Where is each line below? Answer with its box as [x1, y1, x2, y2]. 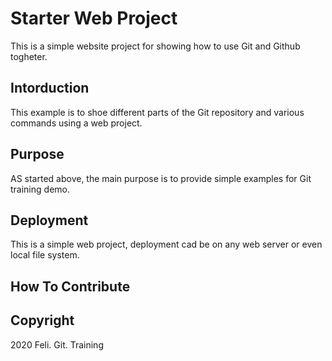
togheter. [10, 50, 48, 62]
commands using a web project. [10, 117, 143, 129]
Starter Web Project [10, 7, 178, 30]
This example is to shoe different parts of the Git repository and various [10, 106, 305, 118]
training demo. [10, 183, 70, 195]
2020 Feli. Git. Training [10, 338, 104, 351]
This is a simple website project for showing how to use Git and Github [10, 40, 301, 52]
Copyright [10, 312, 75, 329]
